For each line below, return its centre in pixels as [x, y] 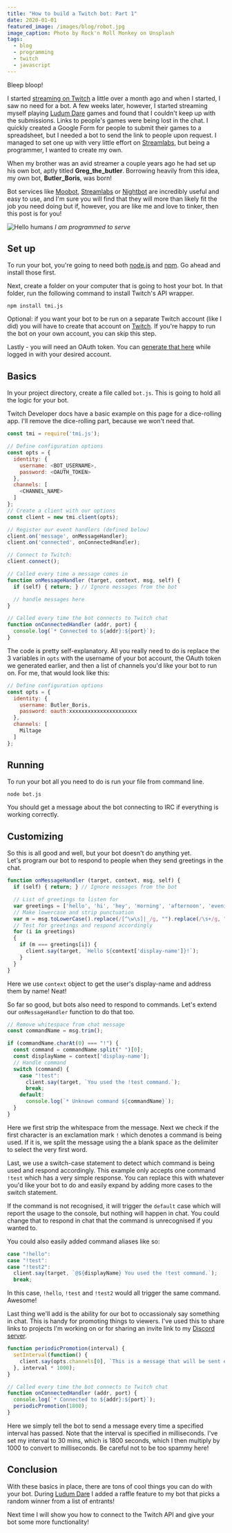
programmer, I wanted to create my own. [65, 150]
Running [26, 765]
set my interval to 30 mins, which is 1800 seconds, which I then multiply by [114, 1440]
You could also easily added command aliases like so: [84, 1241]
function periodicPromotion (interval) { [66, 1349]
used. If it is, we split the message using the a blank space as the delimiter [113, 1142]
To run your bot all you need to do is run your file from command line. [106, 782]
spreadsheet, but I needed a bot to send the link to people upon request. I [112, 135]
